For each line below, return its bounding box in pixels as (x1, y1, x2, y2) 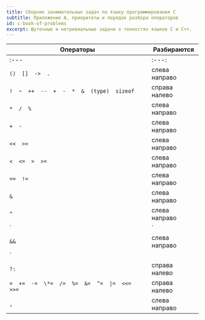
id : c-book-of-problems (6, 20, 67, 26)
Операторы (60, 45, 96, 54)
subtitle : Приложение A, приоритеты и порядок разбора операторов (6, 15, 179, 21)
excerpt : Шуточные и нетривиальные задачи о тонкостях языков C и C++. (6, 26, 192, 32)
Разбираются (153, 45, 195, 54)
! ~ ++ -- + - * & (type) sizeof (9, 88, 135, 95)
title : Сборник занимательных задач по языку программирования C (6, 9, 176, 15)
